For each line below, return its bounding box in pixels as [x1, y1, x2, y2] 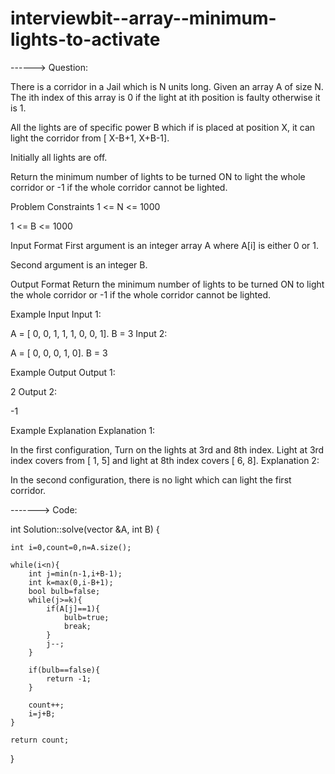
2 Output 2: [10, 385, 57, 397]
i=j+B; [28, 708, 56, 719]
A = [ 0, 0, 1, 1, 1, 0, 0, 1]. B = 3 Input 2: [10, 327, 168, 339]
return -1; [46, 673, 92, 684]
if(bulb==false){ [28, 665, 101, 675]
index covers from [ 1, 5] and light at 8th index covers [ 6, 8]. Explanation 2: [10, 454, 320, 466]
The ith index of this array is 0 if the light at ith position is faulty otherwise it [10, 91, 321, 103]
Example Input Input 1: [10, 308, 102, 320]
